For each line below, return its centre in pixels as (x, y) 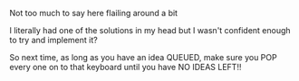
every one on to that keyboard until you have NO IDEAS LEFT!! (125, 67)
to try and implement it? (53, 40)
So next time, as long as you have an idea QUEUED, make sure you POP (144, 57)
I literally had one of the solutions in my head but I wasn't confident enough (150, 30)
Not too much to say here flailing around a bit (94, 13)
